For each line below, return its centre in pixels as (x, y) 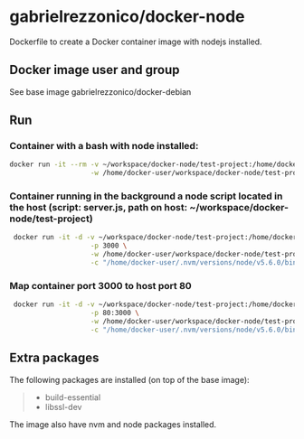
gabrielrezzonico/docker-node (128, 17)
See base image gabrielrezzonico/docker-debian (100, 91)
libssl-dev (63, 406)
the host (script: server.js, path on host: (99, 208)
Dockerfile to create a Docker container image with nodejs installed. (136, 42)
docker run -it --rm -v (54, 164)
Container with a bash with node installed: (104, 146)
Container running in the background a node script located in (146, 196)
